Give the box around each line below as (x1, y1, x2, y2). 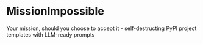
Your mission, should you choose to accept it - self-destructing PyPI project (6, 24, 197, 32)
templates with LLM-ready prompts (6, 31, 95, 38)
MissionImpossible (6, 4, 105, 18)
